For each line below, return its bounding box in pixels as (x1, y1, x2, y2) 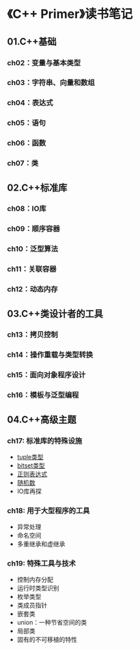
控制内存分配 (16, 575, 53, 583)
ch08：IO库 (7, 204, 46, 213)
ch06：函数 (7, 139, 46, 148)
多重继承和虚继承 (16, 540, 66, 549)
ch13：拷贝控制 (7, 330, 58, 339)
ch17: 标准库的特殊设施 (7, 436, 83, 446)
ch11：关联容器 (7, 265, 57, 274)
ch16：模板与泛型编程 (7, 390, 79, 400)
